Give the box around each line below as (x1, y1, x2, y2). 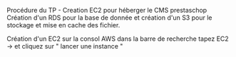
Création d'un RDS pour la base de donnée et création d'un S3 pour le (6, 13, 212, 22)
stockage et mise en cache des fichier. (6, 21, 120, 29)
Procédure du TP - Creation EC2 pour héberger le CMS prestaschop (6, 6, 207, 14)
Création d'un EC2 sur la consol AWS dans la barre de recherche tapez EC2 (6, 34, 229, 43)
